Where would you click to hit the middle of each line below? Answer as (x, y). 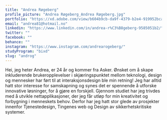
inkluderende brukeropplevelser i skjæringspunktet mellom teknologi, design (83, 75)
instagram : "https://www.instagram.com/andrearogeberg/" (65, 47)
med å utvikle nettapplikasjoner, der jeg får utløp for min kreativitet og (77, 96)
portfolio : (16, 19)
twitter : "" (17, 33)
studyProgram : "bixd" (28, 51)
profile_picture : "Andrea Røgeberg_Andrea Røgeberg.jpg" (65, 14)
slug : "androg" (21, 56)
